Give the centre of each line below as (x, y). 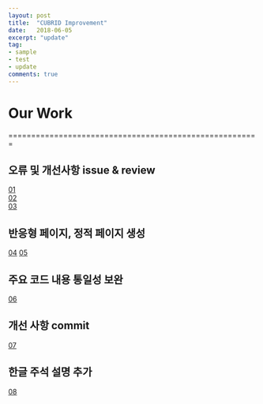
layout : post (30, 15)
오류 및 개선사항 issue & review (82, 170)
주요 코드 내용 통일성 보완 (66, 280)
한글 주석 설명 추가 (50, 372)
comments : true (33, 74)
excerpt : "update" (38, 37)
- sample (23, 52)
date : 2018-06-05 (40, 30)
